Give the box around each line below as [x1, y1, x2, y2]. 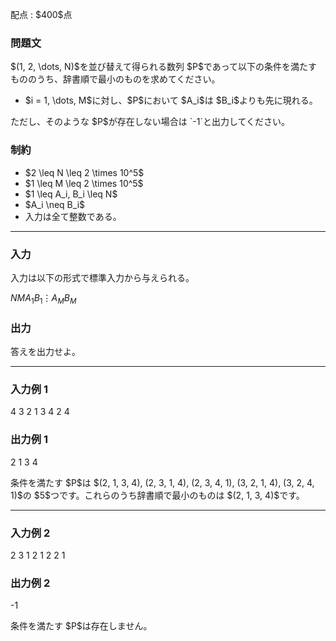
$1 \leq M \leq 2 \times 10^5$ [24, 177, 144, 189]
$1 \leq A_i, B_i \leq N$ [24, 188, 118, 200]
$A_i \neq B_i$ [24, 198, 86, 210]
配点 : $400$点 [10, 9, 73, 20]
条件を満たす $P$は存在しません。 [10, 620, 153, 632]
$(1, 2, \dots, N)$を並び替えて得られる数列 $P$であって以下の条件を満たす [10, 61, 318, 73]
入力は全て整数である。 [24, 210, 122, 222]
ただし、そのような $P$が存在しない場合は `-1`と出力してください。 [10, 116, 291, 128]
